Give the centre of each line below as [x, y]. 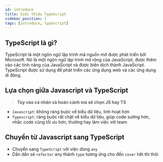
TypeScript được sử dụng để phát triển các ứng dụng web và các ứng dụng [81, 70]
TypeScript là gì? [31, 43]
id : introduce [19, 9]
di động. [13, 75]
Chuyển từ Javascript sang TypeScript [65, 137]
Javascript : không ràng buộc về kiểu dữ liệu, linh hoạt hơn [71, 111]
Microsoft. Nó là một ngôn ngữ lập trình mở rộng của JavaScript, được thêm [81, 60]
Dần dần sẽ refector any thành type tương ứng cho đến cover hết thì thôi [85, 154]
